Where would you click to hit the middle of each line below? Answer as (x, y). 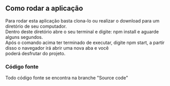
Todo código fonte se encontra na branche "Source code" (67, 78)
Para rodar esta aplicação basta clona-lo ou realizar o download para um (82, 20)
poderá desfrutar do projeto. (35, 53)
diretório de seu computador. (36, 26)
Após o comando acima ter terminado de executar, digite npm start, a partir (85, 42)
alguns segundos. (24, 37)
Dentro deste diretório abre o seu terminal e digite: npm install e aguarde (82, 31)
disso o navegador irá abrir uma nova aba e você (57, 48)
